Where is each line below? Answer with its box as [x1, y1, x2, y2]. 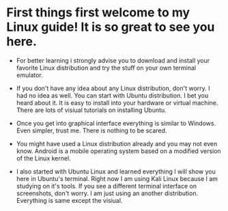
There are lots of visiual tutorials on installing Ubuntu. [16, 106, 167, 114]
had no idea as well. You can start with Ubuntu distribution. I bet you [16, 91, 209, 100]
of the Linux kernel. [16, 154, 71, 162]
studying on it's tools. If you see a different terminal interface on [16, 182, 197, 190]
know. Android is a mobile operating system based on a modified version [16, 147, 221, 155]
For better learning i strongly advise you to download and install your [16, 56, 210, 64]
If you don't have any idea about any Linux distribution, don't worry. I [16, 84, 210, 92]
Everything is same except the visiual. [16, 196, 123, 204]
